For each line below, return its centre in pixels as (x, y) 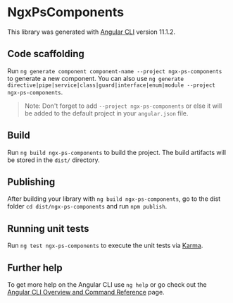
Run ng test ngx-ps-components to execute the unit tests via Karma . (105, 246)
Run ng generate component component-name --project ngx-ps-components (115, 70)
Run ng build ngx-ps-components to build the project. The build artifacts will (117, 152)
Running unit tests (48, 229)
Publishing (31, 181)
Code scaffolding (46, 54)
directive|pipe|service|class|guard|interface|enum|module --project (112, 85)
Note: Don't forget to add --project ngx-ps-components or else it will (123, 106)
